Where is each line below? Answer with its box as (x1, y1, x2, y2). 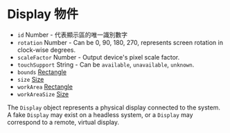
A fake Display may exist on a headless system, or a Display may (7, 110, 193, 118)
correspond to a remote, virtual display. (7, 118, 120, 126)
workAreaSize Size (17, 89, 69, 98)
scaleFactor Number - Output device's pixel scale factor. (17, 53, 180, 61)
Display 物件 (7, 6, 78, 22)
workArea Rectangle (17, 82, 73, 91)
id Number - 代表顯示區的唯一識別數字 (17, 30, 128, 39)
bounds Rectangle (17, 67, 67, 76)
